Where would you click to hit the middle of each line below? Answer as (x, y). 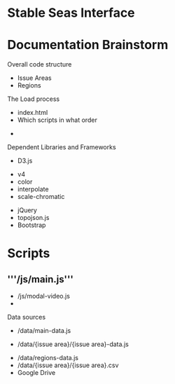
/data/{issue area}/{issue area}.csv (68, 365)
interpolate (33, 189)
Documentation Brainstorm (88, 45)
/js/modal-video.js (43, 296)
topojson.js (33, 218)
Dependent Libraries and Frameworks (62, 147)
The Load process (34, 99)
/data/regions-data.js (48, 358)
